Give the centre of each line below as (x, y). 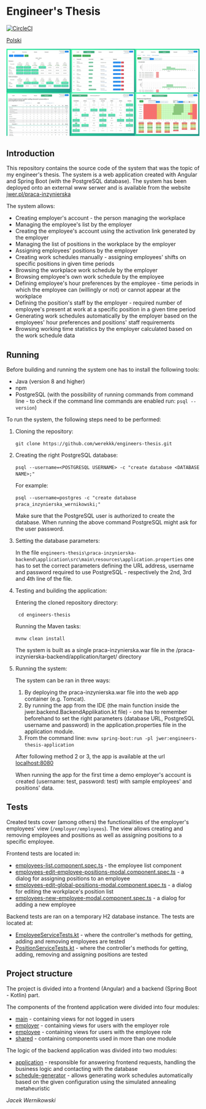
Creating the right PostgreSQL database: (67, 455)
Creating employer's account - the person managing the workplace (100, 218)
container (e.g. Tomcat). (55, 699)
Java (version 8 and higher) (50, 381)
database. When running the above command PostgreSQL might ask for (106, 522)
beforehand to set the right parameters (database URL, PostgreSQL (109, 718)
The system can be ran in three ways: (63, 680)
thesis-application (49, 745)
